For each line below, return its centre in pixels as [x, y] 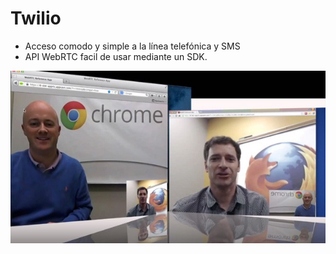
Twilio [36, 18]
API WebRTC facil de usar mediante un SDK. [116, 56]
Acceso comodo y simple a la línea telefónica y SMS [132, 46]
